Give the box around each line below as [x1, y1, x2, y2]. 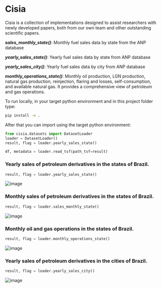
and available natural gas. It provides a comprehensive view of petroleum [5, 83, 152, 89]
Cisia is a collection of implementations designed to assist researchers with [5, 20, 157, 25]
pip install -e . [5, 113, 40, 118]
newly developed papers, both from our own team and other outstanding [5, 24, 151, 30]
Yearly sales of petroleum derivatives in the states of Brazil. [5, 161, 150, 168]
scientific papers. [5, 30, 40, 36]
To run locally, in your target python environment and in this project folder [5, 98, 153, 104]
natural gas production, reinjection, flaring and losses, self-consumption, [5, 78, 151, 84]
